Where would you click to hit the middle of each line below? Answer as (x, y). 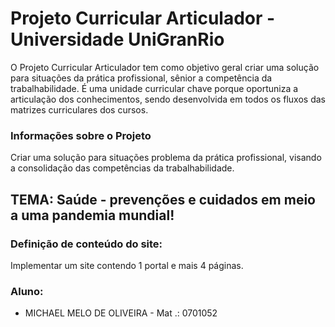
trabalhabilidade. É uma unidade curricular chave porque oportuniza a (154, 88)
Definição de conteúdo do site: (86, 244)
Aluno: (27, 291)
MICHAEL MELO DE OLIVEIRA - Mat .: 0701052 (121, 313)
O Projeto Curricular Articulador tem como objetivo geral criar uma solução (165, 67)
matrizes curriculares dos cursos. (79, 109)
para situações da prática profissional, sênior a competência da (141, 78)
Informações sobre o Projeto (81, 135)
